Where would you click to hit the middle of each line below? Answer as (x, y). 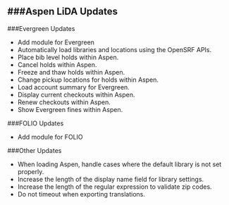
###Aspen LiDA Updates (63, 12)
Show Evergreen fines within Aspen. (70, 109)
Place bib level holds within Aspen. (68, 57)
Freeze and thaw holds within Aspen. (71, 72)
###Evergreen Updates (41, 28)
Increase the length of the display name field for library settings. (111, 179)
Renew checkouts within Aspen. (64, 102)
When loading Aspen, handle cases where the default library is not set (119, 164)
